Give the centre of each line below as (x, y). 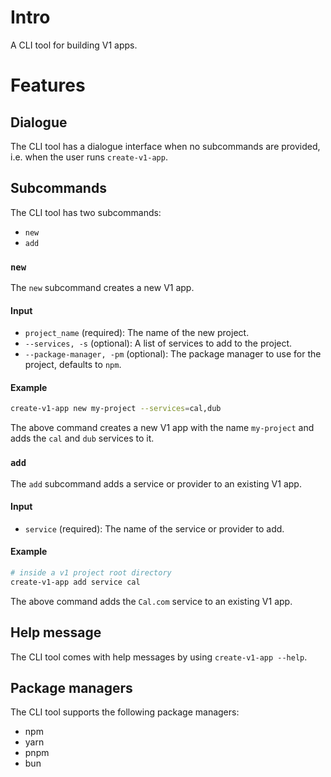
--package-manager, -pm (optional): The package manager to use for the (173, 354)
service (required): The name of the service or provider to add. (154, 528)
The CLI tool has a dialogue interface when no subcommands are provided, (165, 146)
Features (48, 85)
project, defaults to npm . (73, 365)
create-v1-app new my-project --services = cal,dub (116, 409)
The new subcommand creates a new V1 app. (102, 288)
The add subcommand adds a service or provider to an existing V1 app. (156, 483)
